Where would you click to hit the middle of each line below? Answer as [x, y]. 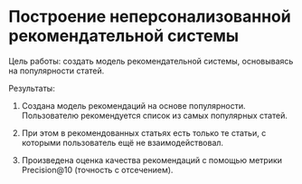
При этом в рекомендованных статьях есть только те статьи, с [144, 132]
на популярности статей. [57, 71]
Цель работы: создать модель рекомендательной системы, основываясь [151, 61]
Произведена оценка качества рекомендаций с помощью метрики [151, 160]
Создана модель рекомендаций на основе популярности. [133, 105]
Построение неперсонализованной [150, 17]
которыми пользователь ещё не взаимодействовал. [122, 142]
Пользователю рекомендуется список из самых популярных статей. [155, 115]
